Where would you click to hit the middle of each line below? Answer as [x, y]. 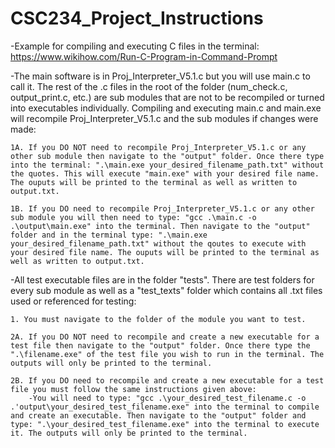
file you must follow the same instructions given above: [133, 389]
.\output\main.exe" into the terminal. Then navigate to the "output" [160, 226]
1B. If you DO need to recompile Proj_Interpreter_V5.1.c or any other [162, 208]
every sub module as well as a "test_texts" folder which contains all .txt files [166, 290]
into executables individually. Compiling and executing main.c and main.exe [166, 108]
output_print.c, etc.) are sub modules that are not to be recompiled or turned [167, 97]
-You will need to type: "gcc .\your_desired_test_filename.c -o [167, 398]
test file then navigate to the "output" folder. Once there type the [160, 345]
